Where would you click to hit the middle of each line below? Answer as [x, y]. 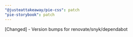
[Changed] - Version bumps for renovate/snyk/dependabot [66, 29]
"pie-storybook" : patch [30, 15]
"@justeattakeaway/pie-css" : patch [42, 10]
